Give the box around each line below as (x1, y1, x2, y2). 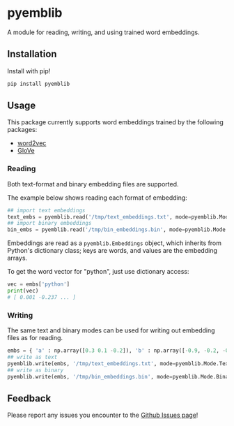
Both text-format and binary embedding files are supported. (7, 179, 179, 188)
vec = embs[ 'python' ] (7, 281, 70, 288)
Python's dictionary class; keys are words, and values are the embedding (7, 247, 218, 255)
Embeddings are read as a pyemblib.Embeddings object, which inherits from (7, 239, 221, 247)
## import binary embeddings (7, 220, 92, 227)
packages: (7, 126, 38, 134)
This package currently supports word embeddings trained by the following (7, 118, 224, 126)
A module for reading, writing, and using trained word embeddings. (7, 28, 200, 36)
